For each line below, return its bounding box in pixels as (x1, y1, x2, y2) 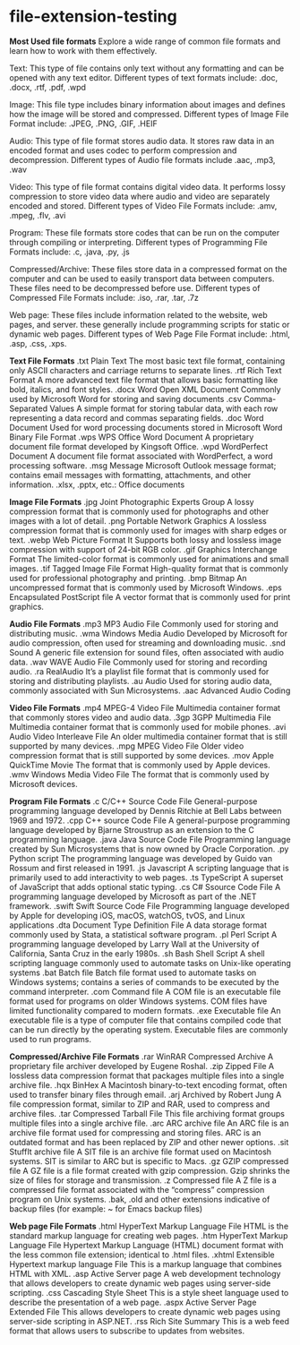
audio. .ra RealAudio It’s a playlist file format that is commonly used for (9, 665, 270, 677)
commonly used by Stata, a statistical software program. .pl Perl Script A (9, 929, 278, 939)
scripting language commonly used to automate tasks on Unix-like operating (9, 957, 291, 968)
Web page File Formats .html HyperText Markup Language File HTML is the (9, 1221, 289, 1231)
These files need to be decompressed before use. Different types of (9, 282, 261, 293)
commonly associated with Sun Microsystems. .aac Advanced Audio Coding (9, 685, 291, 696)
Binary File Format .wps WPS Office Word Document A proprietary (9, 432, 254, 442)
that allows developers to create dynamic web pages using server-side (9, 1278, 271, 1289)
